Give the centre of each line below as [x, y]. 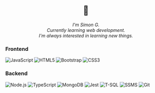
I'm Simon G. [86, 25]
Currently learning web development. [86, 30]
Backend [17, 73]
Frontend [17, 49]
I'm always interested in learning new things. [86, 35]
